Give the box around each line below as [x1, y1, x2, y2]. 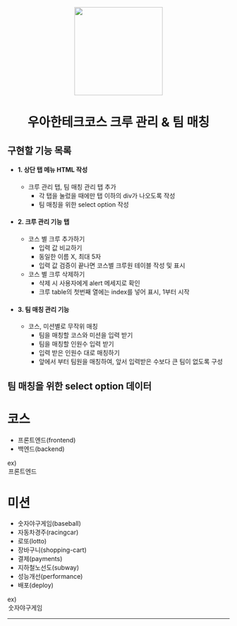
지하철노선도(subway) [17, 563, 80, 572]
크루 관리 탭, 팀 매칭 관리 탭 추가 [28, 182, 116, 191]
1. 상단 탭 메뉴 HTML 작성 [17, 166, 88, 174]
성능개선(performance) [17, 572, 83, 581]
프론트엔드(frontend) [17, 435, 76, 444]
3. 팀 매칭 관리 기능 [17, 305, 70, 313]
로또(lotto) [17, 537, 47, 546]
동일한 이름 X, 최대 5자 [38, 252, 102, 260]
